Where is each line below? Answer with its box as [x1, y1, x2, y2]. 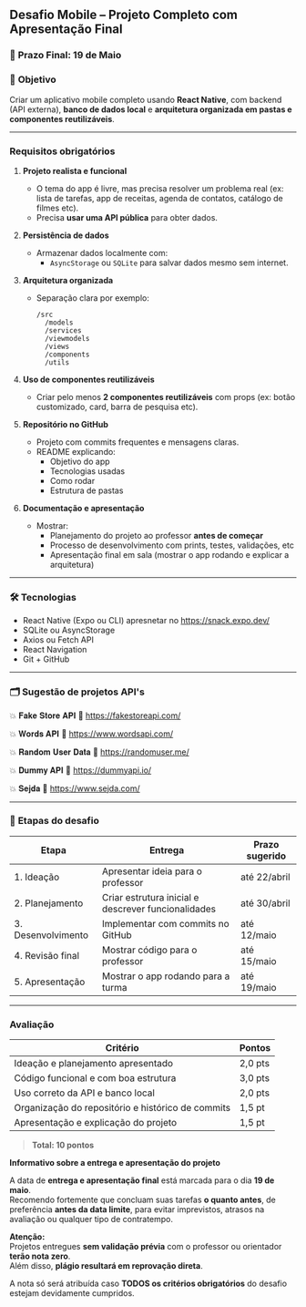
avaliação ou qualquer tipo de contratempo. [9, 1214, 174, 1225]
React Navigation [22, 644, 87, 655]
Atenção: [9, 1231, 46, 1242]
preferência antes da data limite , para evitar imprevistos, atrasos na [9, 1204, 265, 1215]
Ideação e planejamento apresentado [14, 1057, 174, 1070]
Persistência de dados [22, 230, 109, 241]
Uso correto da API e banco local [14, 1086, 155, 1099]
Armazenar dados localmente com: [36, 247, 168, 258]
